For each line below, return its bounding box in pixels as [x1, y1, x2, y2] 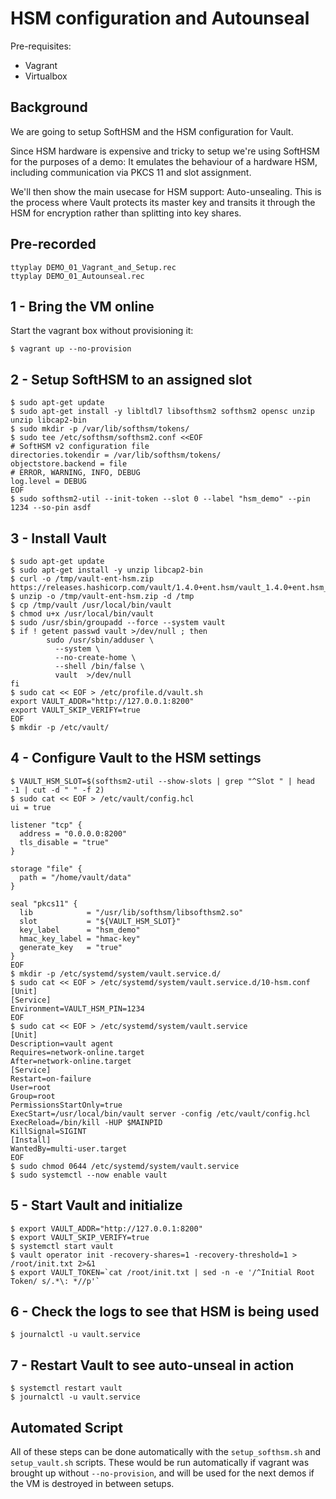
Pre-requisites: [10, 40, 72, 52]
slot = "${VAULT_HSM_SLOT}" [19, 916, 182, 926]
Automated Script [10, 1419, 124, 1436]
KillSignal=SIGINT [10, 1126, 87, 1136]
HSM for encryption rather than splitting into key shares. [10, 207, 242, 219]
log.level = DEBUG [10, 477, 87, 487]
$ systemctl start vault [10, 1241, 114, 1251]
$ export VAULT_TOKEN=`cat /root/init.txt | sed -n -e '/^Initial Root [10, 1267, 315, 1277]
